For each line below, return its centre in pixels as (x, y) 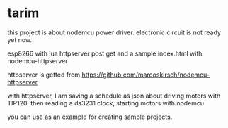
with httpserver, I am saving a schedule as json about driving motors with (114, 96)
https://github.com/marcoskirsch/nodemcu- (146, 75)
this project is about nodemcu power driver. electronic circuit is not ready (114, 32)
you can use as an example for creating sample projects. (90, 117)
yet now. (20, 39)
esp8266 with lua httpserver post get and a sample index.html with (105, 53)
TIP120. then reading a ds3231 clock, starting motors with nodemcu (106, 103)
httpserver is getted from (44, 75)
